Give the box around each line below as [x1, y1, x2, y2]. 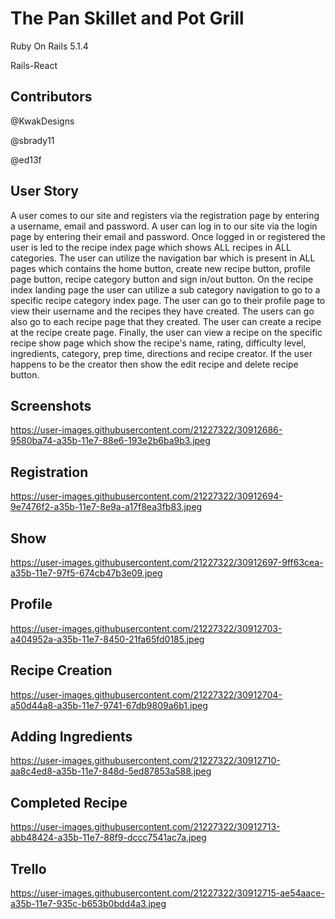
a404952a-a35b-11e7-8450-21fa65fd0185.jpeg [10, 633, 205, 645]
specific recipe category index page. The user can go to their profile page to [10, 294, 326, 306]
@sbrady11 [10, 134, 55, 146]
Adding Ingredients [10, 728, 133, 746]
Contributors [10, 88, 93, 106]
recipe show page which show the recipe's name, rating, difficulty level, [10, 337, 307, 349]
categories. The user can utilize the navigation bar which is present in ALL [10, 252, 316, 264]
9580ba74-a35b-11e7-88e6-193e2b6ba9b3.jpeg [10, 435, 211, 447]
